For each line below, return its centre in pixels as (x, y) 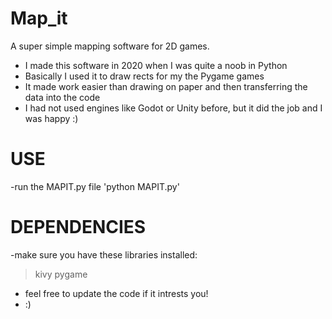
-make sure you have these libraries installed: (104, 254)
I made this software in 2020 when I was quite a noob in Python (156, 65)
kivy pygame (61, 274)
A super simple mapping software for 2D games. (110, 46)
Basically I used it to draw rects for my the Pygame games (144, 76)
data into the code (62, 97)
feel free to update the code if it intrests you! (116, 293)
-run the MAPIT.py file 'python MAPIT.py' (95, 186)
